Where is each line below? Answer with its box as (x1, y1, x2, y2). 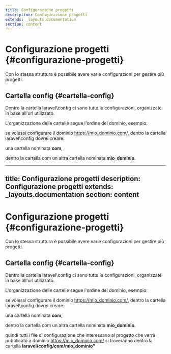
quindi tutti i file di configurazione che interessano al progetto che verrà (5, 332, 156, 338)
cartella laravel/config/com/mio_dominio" (5, 343, 96, 349)
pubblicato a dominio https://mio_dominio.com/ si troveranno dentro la (5, 338, 153, 344)
